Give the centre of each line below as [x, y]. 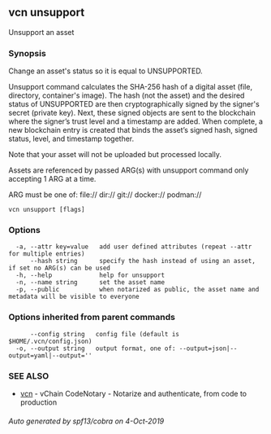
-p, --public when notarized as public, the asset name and [138, 290]
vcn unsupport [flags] [47, 210]
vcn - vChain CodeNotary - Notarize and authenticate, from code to [133, 394]
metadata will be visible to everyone [74, 297]
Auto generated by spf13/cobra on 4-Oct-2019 [86, 421]
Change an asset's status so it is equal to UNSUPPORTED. [105, 71]
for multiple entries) [47, 254]
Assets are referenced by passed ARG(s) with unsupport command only [129, 170]
